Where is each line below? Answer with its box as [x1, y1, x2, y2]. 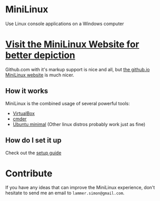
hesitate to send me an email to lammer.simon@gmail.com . [5, 190, 125, 196]
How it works [5, 87, 48, 95]
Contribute [5, 168, 53, 179]
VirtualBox [12, 110, 35, 116]
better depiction [5, 50, 75, 61]
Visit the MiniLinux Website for [5, 38, 139, 50]
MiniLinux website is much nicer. [5, 72, 74, 78]
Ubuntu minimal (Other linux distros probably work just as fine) [12, 121, 146, 127]
